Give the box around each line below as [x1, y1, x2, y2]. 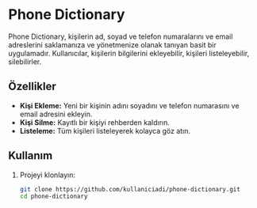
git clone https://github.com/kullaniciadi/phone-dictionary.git [19, 185, 240, 193]
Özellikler [8, 80, 57, 93]
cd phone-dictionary [19, 192, 88, 201]
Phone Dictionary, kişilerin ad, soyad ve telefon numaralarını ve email [8, 32, 233, 41]
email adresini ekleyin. [19, 109, 93, 119]
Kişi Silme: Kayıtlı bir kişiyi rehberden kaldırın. [19, 117, 171, 127]
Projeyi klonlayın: [19, 170, 75, 180]
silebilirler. [8, 57, 42, 66]
